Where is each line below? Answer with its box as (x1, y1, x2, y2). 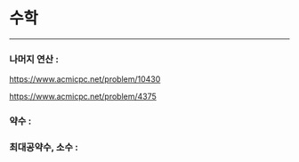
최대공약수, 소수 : (9, 142, 78, 154)
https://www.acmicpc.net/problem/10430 (9, 74, 161, 85)
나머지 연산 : (9, 53, 60, 65)
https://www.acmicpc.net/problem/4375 (9, 91, 158, 102)
